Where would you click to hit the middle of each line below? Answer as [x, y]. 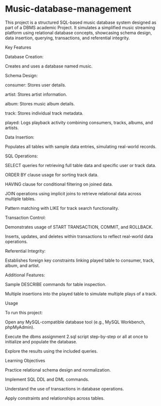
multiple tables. [20, 199]
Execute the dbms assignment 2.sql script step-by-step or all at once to [77, 337]
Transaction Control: [25, 218]
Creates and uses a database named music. [49, 66]
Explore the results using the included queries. [51, 351]
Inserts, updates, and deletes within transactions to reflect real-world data [79, 236]
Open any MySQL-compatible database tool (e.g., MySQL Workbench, [75, 322]
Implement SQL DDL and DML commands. [47, 379]
